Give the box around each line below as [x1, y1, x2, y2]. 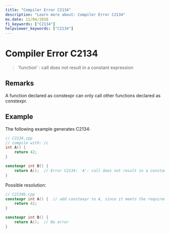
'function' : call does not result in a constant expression [17, 65, 134, 71]
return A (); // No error [14, 220, 69, 225]
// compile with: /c [5, 140, 49, 145]
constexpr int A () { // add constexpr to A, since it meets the [5, 196, 146, 202]
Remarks [5, 79, 34, 88]
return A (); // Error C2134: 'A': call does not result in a [14, 168, 148, 173]
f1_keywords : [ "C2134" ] [5, 21, 56, 27]
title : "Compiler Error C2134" [5, 7, 71, 13]
